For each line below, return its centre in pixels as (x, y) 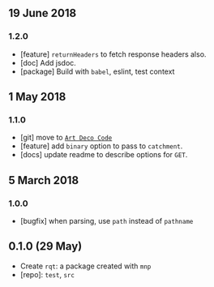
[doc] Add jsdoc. (48, 62)
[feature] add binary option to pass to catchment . (101, 146)
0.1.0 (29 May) (45, 246)
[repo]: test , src (47, 274)
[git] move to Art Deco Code (66, 138)
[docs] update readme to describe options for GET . (104, 155)
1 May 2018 (37, 97)
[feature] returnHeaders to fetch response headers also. (113, 54)
